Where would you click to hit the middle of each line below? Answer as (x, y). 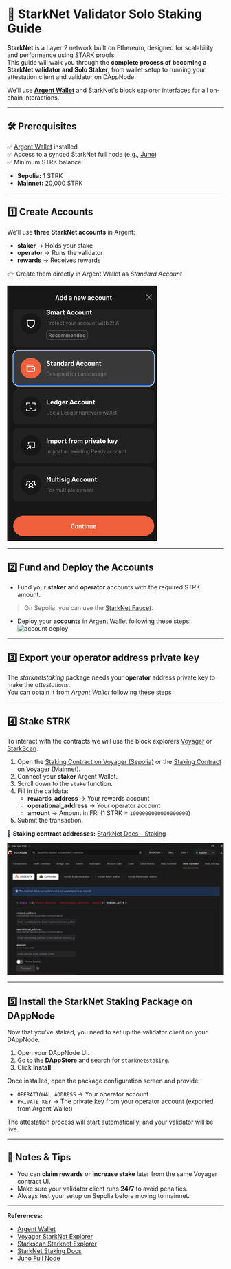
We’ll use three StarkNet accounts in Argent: (71, 232)
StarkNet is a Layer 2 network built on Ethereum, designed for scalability (110, 47)
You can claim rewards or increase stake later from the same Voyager (117, 1174)
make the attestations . (39, 685)
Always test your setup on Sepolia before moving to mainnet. (103, 1195)
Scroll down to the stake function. (65, 784)
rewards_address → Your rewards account (88, 798)
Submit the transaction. (50, 820)
